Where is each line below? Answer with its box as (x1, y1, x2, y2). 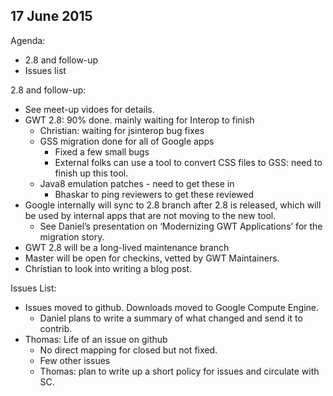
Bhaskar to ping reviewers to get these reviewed (54, 188, 255, 200)
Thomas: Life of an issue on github (24, 333, 168, 345)
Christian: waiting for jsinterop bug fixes (39, 124, 205, 136)
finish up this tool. (54, 167, 129, 179)
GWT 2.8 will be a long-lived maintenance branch (24, 241, 230, 253)
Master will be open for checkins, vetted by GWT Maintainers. (24, 252, 280, 264)
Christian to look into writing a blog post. (24, 262, 193, 274)
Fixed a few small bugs (54, 145, 150, 158)
